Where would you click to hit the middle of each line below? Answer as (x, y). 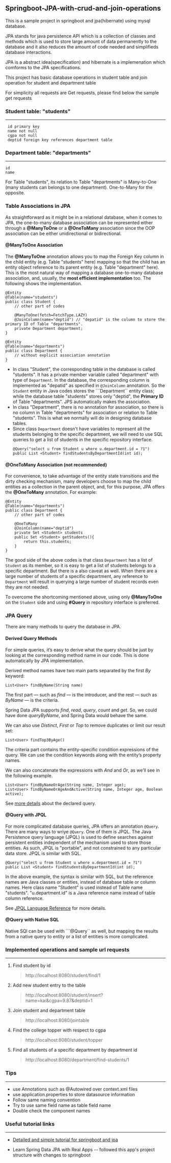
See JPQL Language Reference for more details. (56, 908)
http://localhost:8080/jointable (57, 1020)
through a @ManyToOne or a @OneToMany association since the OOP (80, 228)
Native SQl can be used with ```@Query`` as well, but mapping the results (82, 931)
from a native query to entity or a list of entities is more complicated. (77, 937)
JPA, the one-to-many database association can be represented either (79, 222)
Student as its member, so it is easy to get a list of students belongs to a (81, 566)
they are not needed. (27, 587)
